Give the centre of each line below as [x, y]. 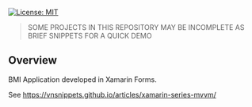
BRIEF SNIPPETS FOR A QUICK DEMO [90, 36]
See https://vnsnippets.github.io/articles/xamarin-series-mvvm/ [112, 94]
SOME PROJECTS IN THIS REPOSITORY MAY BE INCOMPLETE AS [136, 27]
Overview [33, 60]
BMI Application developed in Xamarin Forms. [82, 79]
